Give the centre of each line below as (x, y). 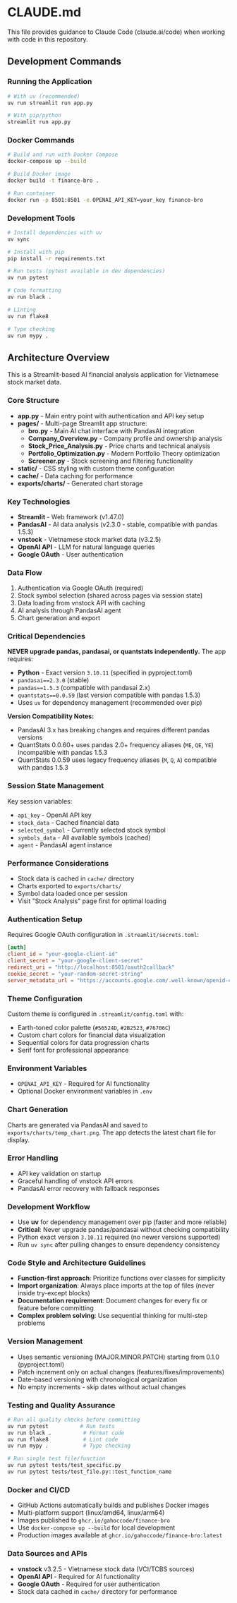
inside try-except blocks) (54, 1293)
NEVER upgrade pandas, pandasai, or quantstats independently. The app (117, 652)
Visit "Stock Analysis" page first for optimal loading (92, 901)
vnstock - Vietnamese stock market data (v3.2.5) (89, 539)
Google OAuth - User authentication (70, 554)
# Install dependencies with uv (55, 232)
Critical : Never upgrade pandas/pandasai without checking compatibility (123, 1230)
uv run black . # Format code (66, 1433)
